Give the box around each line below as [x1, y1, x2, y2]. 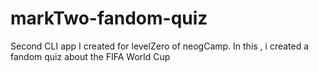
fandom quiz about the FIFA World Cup [10, 50, 171, 62]
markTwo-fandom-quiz [10, 7, 208, 30]
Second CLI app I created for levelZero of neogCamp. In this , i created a [10, 40, 310, 52]
